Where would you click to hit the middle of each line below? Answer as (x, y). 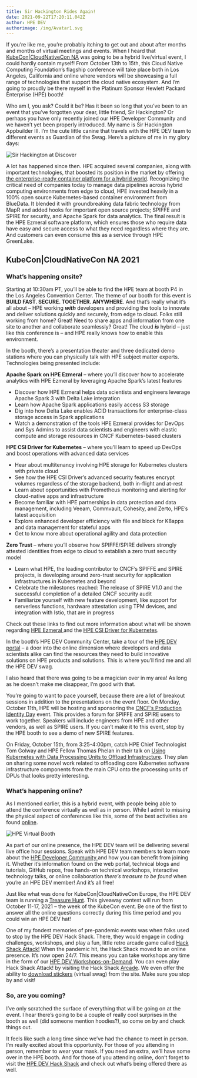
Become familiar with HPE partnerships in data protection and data (95, 502)
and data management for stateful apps (62, 527)
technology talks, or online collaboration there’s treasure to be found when (96, 876)
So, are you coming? (36, 996)
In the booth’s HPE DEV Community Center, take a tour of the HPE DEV (92, 641)
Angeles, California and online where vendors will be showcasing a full (92, 76)
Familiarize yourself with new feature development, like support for (96, 600)
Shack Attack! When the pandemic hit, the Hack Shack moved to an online (96, 949)
